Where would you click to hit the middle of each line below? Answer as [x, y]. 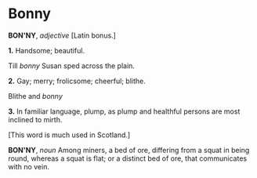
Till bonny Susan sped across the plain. [72, 65]
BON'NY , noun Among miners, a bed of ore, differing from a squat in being [129, 150]
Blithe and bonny [35, 96]
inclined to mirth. [35, 119]
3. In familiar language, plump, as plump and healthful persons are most [124, 111]
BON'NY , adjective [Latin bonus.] [62, 35]
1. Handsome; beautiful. [47, 50]
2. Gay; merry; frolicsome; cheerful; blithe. [77, 81]
